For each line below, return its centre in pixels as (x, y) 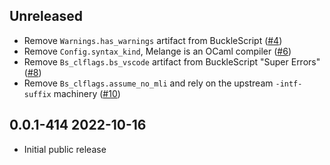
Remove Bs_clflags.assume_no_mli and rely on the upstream (148, 83)
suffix (37, 94)
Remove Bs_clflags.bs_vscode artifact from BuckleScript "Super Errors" (172, 61)
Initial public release (65, 149)
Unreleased (46, 16)
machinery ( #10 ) (87, 93)
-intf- (289, 84)
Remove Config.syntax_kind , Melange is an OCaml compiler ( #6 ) (157, 51)
